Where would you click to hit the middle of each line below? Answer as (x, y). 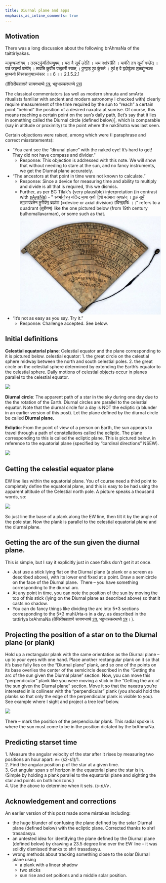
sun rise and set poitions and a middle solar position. (73, 875)
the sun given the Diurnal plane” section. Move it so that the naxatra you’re (81, 686)
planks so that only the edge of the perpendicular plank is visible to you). (79, 697)
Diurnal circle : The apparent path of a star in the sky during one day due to (82, 397)
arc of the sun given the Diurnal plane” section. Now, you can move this (78, 675)
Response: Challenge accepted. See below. (64, 323)
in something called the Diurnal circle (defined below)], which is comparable (83, 120)
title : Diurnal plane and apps (37, 10)
